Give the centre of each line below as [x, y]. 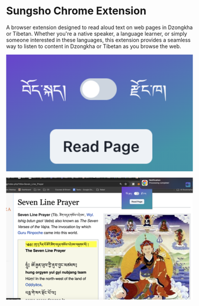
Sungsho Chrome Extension [76, 11]
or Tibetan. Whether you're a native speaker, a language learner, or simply [97, 33]
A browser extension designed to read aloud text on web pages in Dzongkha [99, 27]
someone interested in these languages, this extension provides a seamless [99, 40]
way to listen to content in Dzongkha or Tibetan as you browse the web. [94, 46]
